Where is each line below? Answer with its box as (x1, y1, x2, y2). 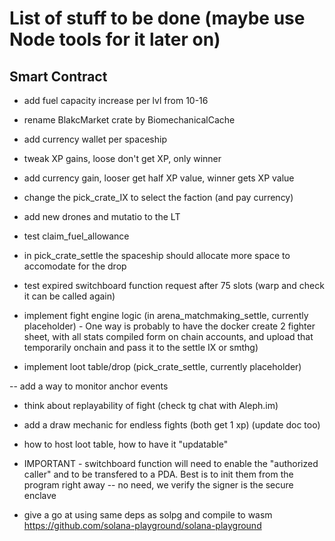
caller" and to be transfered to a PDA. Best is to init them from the (23, 468, 294, 480)
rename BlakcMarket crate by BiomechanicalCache (23, 114, 236, 126)
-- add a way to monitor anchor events (9, 380, 169, 392)
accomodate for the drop (23, 260, 127, 272)
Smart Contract (9, 68, 108, 85)
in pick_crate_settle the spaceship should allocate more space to (23, 250, 291, 261)
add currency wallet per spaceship (23, 133, 167, 145)
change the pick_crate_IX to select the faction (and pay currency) (23, 192, 294, 203)
